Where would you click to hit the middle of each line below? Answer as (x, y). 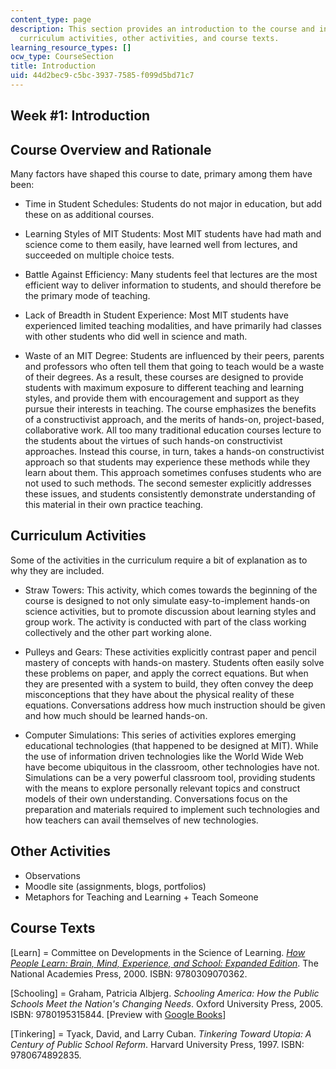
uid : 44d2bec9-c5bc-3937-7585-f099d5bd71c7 (102, 76)
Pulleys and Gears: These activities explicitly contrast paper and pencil (170, 652)
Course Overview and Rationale (111, 149)
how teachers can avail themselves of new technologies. (141, 820)
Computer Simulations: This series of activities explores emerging (160, 735)
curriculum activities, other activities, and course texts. (149, 38)
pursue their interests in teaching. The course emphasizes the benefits (170, 409)
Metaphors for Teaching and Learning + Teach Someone (141, 897)
